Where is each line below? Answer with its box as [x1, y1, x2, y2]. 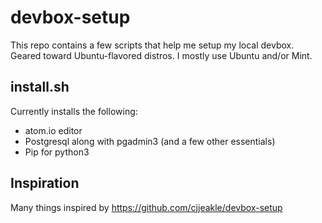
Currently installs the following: [10, 105, 138, 117]
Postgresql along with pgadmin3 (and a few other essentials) [24, 135, 276, 147]
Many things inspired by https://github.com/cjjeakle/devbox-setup [10, 201, 283, 213]
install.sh [10, 79, 70, 96]
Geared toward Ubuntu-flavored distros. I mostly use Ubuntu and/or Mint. [10, 49, 313, 61]
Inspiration [10, 175, 80, 192]
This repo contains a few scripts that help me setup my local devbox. [10, 39, 295, 51]
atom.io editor [24, 124, 83, 136]
